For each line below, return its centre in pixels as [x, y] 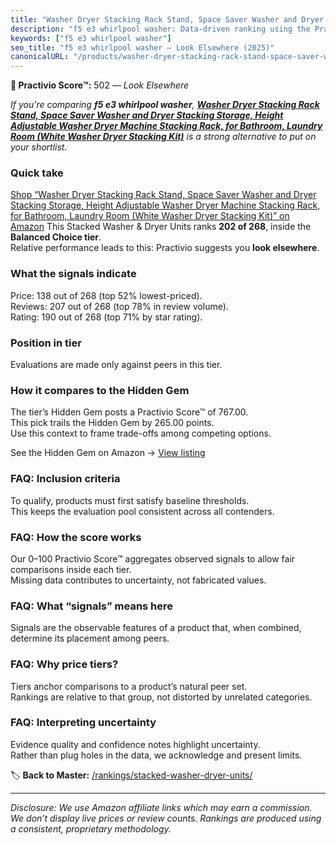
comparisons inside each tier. [71, 569]
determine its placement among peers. [90, 638]
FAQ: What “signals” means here [92, 606]
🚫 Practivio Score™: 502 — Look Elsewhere [100, 85]
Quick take [37, 173]
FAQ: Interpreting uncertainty [83, 723]
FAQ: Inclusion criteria [65, 479]
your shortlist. [39, 147]
